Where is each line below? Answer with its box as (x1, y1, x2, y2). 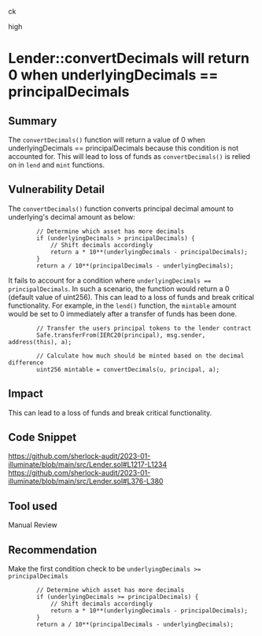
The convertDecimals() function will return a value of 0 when (8, 135, 206, 144)
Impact (8, 387, 43, 401)
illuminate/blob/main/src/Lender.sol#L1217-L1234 (8, 460, 168, 469)
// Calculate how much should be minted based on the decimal (36, 352, 245, 360)
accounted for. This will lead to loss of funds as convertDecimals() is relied (8, 152, 250, 161)
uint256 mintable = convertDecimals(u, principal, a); (36, 365, 220, 373)
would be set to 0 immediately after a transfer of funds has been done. (8, 309, 238, 318)
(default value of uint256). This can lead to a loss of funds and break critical (8, 292, 254, 301)
